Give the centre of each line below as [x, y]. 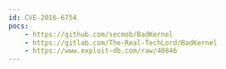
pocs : [18, 26]
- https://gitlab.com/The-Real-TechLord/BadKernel [121, 43]
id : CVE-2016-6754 [43, 17]
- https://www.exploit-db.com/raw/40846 [101, 51]
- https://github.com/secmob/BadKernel [99, 34]
